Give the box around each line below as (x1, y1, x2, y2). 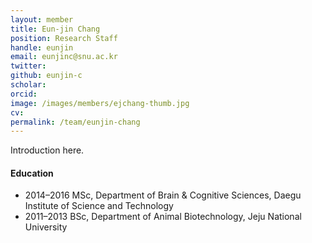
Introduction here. (10, 144, 85, 156)
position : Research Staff (10, 33, 118, 43)
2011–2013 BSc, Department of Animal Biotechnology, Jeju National (24, 211, 302, 223)
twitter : (10, 61, 47, 71)
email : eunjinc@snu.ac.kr (10, 52, 118, 62)
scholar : (10, 80, 47, 90)
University (24, 221, 68, 233)
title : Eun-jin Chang (10, 24, 101, 34)
